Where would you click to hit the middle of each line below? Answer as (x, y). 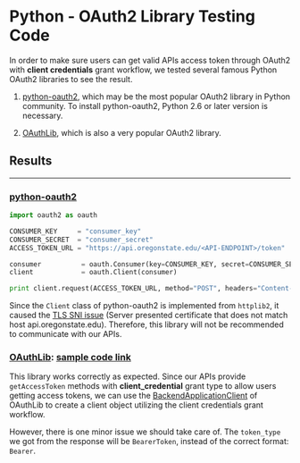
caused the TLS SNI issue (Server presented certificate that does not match (149, 316)
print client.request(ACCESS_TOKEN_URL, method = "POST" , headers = (133, 289)
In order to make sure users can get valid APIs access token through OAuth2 (150, 60)
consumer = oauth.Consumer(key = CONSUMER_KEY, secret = (129, 264)
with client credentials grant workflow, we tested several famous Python (143, 70)
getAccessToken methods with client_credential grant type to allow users (143, 386)
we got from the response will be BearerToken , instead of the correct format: (149, 442)
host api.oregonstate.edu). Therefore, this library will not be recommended (146, 324)
